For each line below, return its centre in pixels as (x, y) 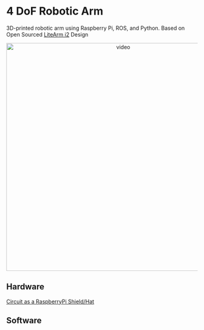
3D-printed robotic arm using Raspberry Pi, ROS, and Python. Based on (96, 28)
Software (24, 321)
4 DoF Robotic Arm (55, 11)
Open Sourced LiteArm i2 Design (47, 34)
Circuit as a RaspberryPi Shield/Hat (50, 301)
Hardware (25, 287)
